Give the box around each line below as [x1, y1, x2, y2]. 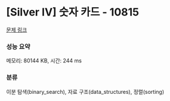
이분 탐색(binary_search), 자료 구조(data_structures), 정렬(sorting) [6, 88, 165, 95]
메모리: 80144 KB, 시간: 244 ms [6, 57, 82, 64]
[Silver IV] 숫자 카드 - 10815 [6, 5, 139, 19]
